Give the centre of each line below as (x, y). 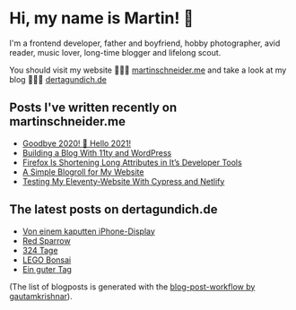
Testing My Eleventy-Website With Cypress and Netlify (123, 181)
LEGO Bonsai (47, 260)
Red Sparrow (46, 240)
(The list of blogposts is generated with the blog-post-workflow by (132, 287)
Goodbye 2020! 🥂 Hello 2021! (77, 143)
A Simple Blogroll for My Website (83, 172)
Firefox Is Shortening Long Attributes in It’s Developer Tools (132, 162)
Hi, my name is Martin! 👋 (102, 18)
